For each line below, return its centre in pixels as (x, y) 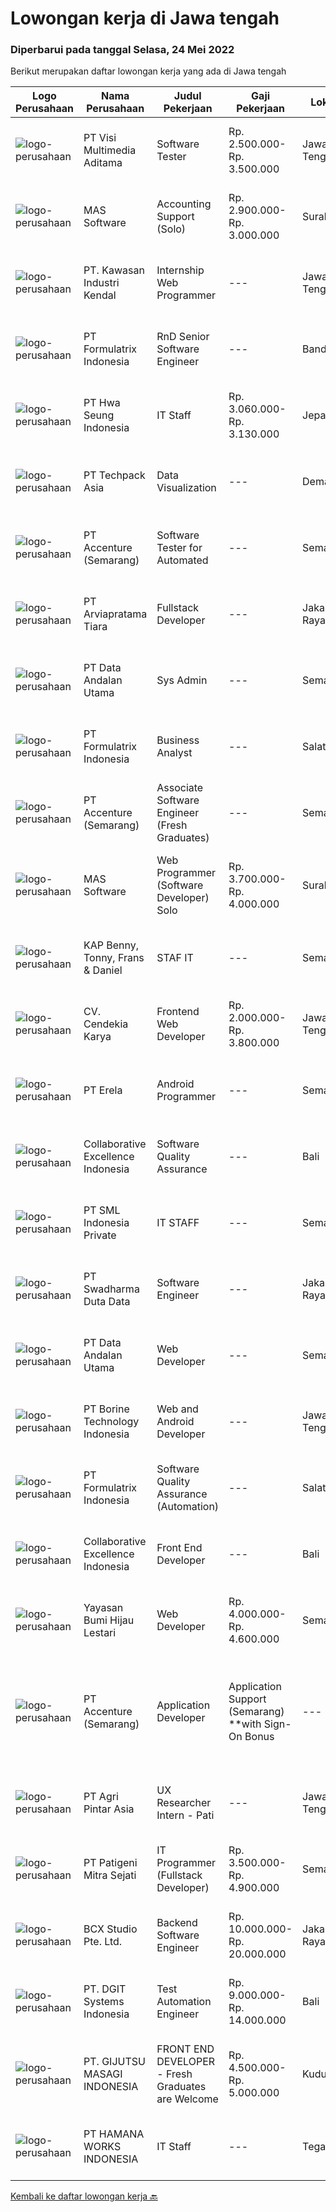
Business (178, 740)
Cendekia (106, 1024)
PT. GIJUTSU (114, 2062)
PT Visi (100, 138)
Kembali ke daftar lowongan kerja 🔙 (84, 2196)
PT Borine (106, 1409)
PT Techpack (114, 475)
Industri (101, 283)
